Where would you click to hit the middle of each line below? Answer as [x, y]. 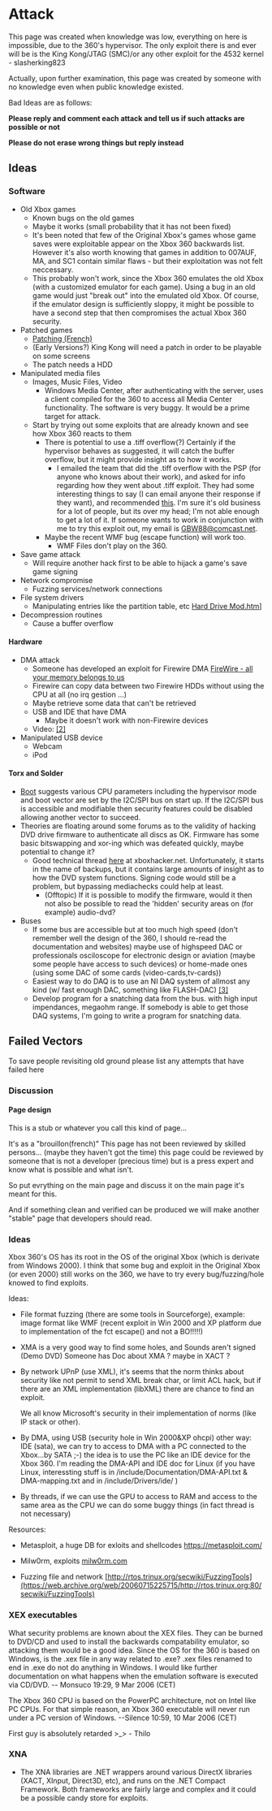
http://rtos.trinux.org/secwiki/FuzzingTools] [180, 1577]
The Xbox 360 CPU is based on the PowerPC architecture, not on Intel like [132, 1700]
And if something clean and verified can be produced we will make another [134, 1209]
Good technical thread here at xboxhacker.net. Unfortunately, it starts [148, 861]
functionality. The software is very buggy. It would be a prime [147, 408]
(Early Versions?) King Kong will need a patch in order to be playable [147, 347]
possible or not [35, 127]
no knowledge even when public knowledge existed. [96, 87]
